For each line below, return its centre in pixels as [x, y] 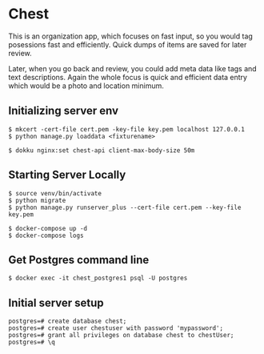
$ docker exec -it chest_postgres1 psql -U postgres [98, 278]
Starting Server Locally [67, 175]
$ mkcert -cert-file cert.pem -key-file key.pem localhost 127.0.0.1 [127, 129]
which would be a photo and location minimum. [86, 86]
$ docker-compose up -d [48, 228]
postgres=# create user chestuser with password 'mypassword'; [116, 328]
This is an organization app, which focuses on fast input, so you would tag [131, 36]
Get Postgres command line [79, 260]
